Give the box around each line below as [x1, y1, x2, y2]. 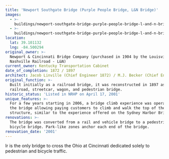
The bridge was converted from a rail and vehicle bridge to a [10, 119, 145, 125]
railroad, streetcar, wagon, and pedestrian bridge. [10, 87, 123, 92]
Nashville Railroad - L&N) [10, 59, 66, 64]
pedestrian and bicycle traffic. [5, 148, 67, 154]
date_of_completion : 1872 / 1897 [5, 68, 75, 73]
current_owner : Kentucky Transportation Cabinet [5, 63, 109, 68]
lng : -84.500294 [10, 45, 44, 50]
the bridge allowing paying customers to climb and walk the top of [10, 106, 156, 111]
